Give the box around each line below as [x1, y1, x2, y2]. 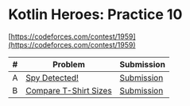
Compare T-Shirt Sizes [25, 85, 113, 96]
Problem [52, 59, 85, 70]
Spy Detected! [25, 72, 79, 83]
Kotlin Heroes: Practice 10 [8, 6, 183, 24]
